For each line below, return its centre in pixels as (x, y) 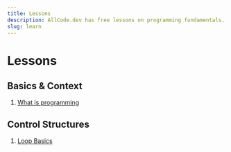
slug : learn (24, 26)
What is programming (48, 103)
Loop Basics (35, 141)
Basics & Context (45, 86)
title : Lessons (29, 13)
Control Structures (49, 124)
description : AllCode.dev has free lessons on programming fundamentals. (116, 20)
